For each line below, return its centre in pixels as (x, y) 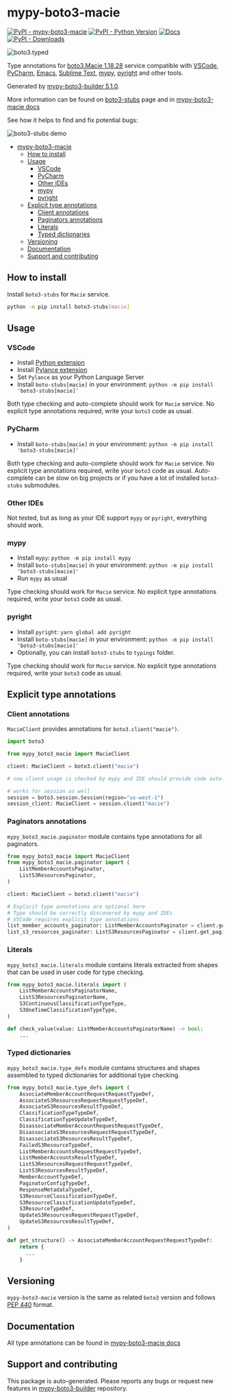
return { (32, 1247)
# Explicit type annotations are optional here (76, 906)
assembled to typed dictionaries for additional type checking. (93, 1075)
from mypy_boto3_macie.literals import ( (67, 984)
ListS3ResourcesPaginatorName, (64, 997)
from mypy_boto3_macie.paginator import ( (68, 863)
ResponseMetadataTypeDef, (56, 1190)
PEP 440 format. (30, 1305)
